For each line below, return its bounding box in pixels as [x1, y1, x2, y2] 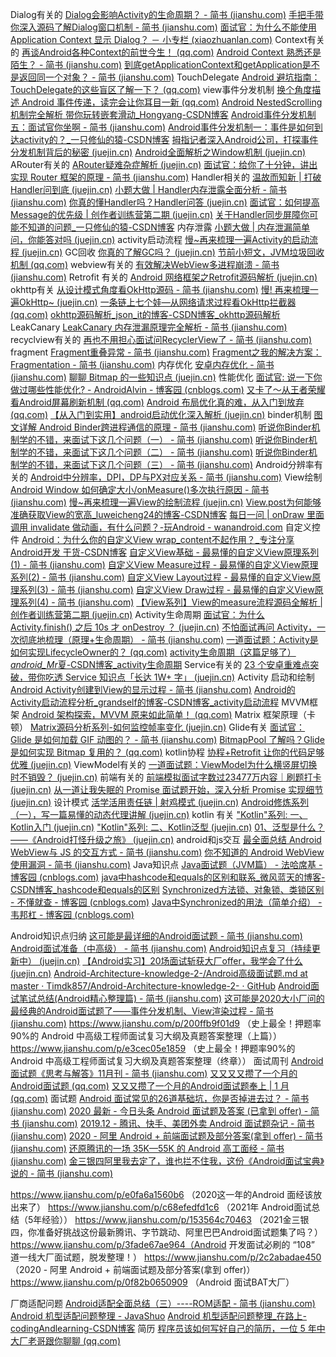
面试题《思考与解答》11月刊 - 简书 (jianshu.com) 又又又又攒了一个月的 [10, 1068, 298, 1079]
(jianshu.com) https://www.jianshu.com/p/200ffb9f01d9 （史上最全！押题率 [10, 1018, 322, 1029]
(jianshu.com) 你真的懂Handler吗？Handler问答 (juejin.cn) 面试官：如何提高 [10, 196, 320, 208]
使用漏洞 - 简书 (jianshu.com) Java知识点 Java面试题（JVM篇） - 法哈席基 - [10, 859, 323, 870]
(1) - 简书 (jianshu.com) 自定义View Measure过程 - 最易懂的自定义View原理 [10, 559, 319, 570]
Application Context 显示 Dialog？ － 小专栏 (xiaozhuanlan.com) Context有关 [10, 34, 325, 45]
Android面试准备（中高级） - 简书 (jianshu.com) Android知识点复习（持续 [10, 943, 312, 954]
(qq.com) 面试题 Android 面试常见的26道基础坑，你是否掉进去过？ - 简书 [10, 1093, 310, 1104]
